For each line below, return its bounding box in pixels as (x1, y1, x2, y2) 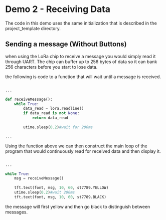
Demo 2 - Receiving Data (5, 4, 110, 15)
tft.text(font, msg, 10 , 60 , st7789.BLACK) (14, 194, 107, 199)
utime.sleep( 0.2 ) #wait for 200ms (23, 124, 93, 130)
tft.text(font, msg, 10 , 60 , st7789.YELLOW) (14, 185, 109, 190)
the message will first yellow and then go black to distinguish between (5, 203, 150, 209)
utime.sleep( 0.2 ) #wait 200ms (14, 190, 75, 195)
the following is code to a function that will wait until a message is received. (5, 74, 161, 80)
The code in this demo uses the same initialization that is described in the (5, 20, 157, 26)
